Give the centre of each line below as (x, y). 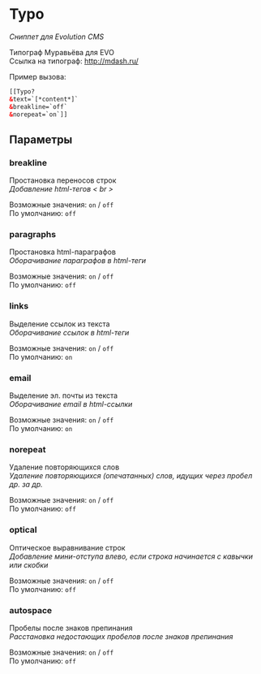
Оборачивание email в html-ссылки (71, 404)
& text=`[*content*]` (44, 99)
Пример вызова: (38, 76)
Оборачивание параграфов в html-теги (78, 261)
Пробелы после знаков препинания (71, 628)
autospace (31, 610)
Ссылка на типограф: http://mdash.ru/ (74, 61)
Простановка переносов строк (63, 180)
